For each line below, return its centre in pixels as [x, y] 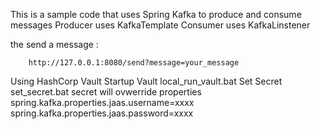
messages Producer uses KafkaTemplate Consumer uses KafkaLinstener [160, 25]
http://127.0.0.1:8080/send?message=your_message [134, 63]
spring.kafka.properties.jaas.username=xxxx [102, 102]
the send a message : [54, 44]
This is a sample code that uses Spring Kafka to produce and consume [156, 14]
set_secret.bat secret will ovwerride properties [106, 92]
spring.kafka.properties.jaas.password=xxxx [102, 113]
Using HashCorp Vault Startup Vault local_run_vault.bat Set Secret [146, 81]
